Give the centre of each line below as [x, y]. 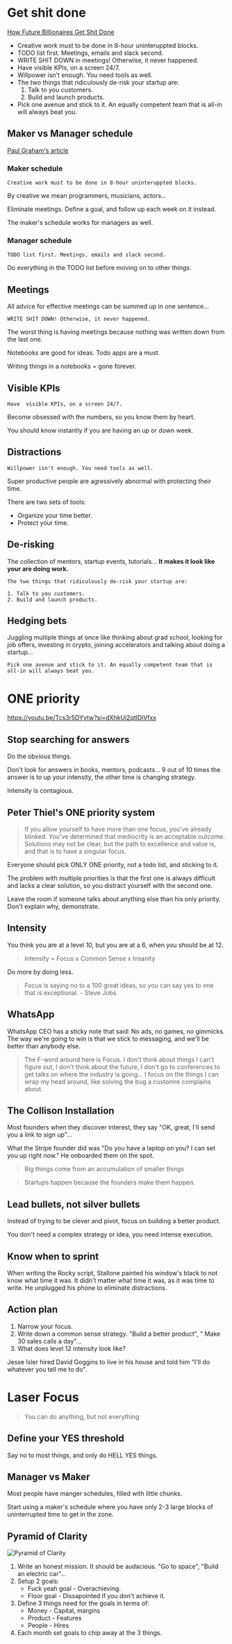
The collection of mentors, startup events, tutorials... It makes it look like [111, 561]
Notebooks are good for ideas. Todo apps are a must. [84, 353]
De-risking [31, 545]
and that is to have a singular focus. [75, 851]
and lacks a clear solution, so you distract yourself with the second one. [110, 885]
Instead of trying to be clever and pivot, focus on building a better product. [114, 1221]
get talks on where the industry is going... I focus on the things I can [121, 1074]
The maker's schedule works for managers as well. [80, 223]
